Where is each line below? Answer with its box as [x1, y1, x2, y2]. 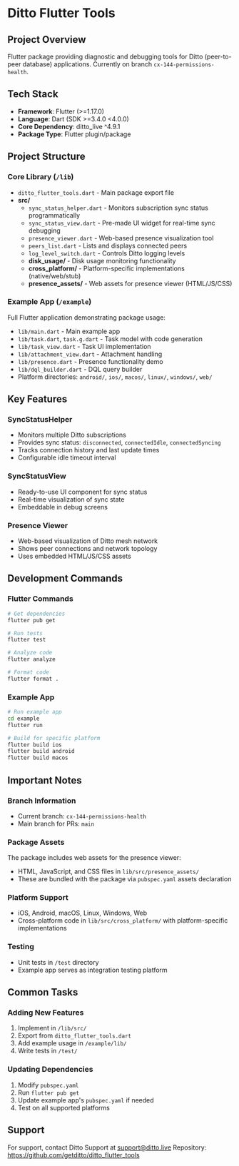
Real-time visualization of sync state [17, 495, 125, 504]
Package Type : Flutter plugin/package [17, 130, 131, 138]
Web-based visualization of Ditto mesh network [17, 537, 158, 545]
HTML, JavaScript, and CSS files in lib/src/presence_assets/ [17, 867, 200, 876]
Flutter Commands [7, 594, 73, 604]
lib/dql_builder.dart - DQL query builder [17, 365, 143, 373]
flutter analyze [7, 656, 56, 663]
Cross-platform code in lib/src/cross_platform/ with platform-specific [17, 916, 228, 925]
